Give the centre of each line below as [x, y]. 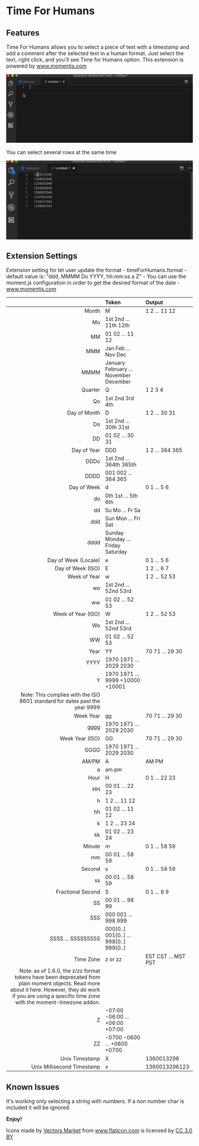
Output [154, 302]
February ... [119, 369]
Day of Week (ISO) [78, 568]
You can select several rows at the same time [61, 152]
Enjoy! [14, 1119]
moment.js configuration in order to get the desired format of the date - [93, 283]
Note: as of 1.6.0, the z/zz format [60, 971]
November [118, 375]
